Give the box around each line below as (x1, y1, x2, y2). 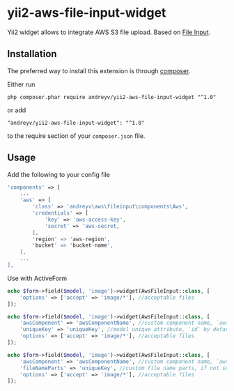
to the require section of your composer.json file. (7, 131, 146, 140)
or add (7, 106, 26, 114)
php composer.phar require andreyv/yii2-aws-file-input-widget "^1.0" (7, 93, 217, 100)
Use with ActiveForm (7, 274, 68, 282)
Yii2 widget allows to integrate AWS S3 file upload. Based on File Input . (7, 28, 211, 36)
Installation (7, 48, 57, 60)
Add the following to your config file (7, 170, 110, 178)
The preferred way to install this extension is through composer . (7, 66, 191, 75)
